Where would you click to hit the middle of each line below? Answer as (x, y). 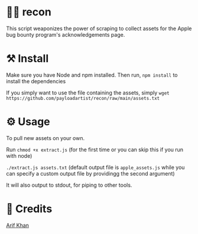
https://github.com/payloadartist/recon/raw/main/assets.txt (83, 98)
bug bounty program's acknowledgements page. (66, 34)
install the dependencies (36, 81)
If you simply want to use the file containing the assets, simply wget (88, 92)
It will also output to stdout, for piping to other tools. (69, 185)
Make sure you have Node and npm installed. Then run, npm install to (92, 75)
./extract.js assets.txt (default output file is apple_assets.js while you (95, 167)
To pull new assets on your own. (45, 138)
